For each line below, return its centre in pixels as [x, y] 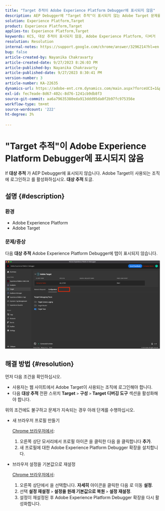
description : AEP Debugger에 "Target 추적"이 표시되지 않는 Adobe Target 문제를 [83, 16]
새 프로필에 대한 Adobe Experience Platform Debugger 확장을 [80, 447]
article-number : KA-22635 [31, 83]
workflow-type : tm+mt [27, 104]
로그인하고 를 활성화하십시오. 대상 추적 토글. [52, 179]
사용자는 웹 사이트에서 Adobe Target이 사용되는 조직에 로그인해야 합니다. [82, 387]
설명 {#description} [35, 197]
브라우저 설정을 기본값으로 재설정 [44, 464]
